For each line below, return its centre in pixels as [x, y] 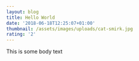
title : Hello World [31, 18]
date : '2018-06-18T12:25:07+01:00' [51, 23]
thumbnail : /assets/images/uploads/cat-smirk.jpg [70, 29]
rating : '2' [21, 34]
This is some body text [35, 51]
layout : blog [23, 12]
